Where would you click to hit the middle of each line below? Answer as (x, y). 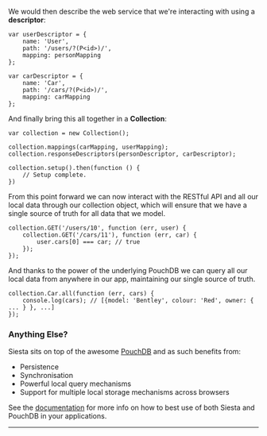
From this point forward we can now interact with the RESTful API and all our (133, 197)
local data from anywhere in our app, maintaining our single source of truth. (132, 279)
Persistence (39, 367)
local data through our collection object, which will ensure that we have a (128, 205)
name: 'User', (46, 41)
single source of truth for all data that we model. (87, 213)
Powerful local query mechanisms (75, 384)
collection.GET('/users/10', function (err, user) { (97, 228)
